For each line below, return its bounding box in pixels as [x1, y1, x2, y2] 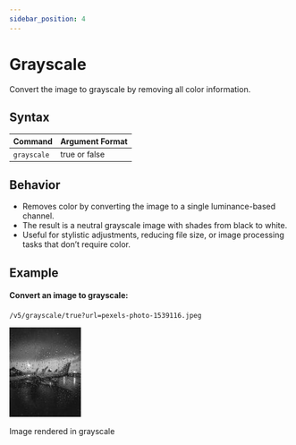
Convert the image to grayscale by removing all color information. [9, 83, 251, 94]
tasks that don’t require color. [21, 239, 131, 250]
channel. [21, 210, 55, 221]
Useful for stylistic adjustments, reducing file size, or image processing [21, 229, 284, 241]
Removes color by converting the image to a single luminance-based [21, 201, 276, 212]
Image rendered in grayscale [9, 426, 115, 437]
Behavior [9, 177, 61, 193]
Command [13, 135, 54, 147]
